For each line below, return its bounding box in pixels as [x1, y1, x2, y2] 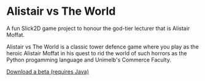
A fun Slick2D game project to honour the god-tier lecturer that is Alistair [6, 25, 190, 32]
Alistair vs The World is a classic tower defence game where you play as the [6, 43, 199, 50]
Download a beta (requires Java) [6, 67, 89, 75]
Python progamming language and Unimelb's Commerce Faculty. [6, 56, 172, 63]
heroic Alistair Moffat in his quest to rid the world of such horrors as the [6, 49, 187, 56]
